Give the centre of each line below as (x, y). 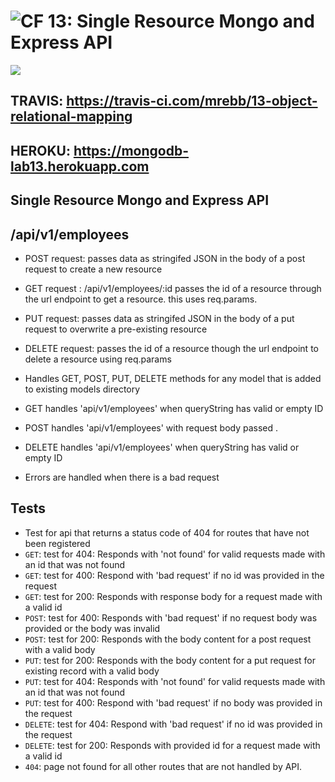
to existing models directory (82, 389)
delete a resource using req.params (98, 359)
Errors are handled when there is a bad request (122, 477)
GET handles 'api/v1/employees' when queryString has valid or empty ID (174, 408)
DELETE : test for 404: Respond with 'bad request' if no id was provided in (173, 724)
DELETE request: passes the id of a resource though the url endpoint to (171, 348)
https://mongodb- (131, 150)
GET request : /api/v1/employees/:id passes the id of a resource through (173, 288)
